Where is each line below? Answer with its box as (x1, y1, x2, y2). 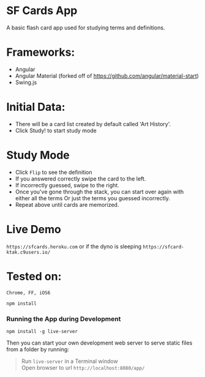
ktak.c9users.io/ (6, 249, 51, 255)
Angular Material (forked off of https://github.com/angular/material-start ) (15, 72, 199, 80)
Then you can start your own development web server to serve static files (6, 339, 193, 346)
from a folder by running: (6, 345, 69, 353)
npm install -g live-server (6, 328, 78, 334)
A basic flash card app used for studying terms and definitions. (6, 24, 165, 31)
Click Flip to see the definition (15, 168, 93, 176)
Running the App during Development (6, 315, 121, 323)
